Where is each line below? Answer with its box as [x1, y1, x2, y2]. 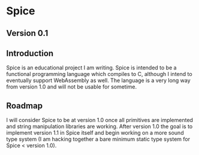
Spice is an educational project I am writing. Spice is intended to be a [6, 64, 177, 71]
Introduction [6, 48, 54, 58]
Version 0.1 [6, 28, 49, 38]
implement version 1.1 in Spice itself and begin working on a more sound [6, 129, 184, 136]
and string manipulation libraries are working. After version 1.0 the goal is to [6, 123, 193, 130]
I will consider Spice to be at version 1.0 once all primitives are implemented [6, 117, 194, 124]
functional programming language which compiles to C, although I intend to [6, 71, 193, 78]
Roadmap [6, 101, 43, 111]
